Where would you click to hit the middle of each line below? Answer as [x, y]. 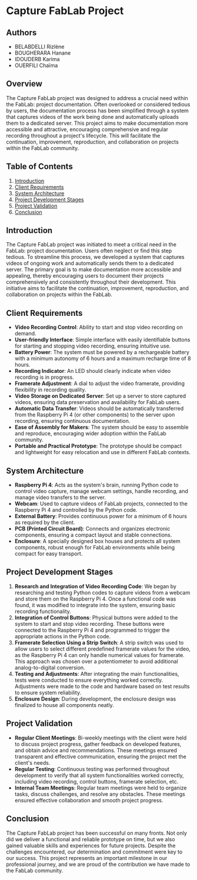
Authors [21, 33]
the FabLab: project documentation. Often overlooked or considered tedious [98, 104]
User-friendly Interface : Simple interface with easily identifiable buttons [102, 340]
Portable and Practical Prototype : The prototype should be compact [98, 446]
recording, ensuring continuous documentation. [72, 421]
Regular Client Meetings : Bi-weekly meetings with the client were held [101, 738]
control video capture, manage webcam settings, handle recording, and [101, 491]
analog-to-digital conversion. [50, 667]
